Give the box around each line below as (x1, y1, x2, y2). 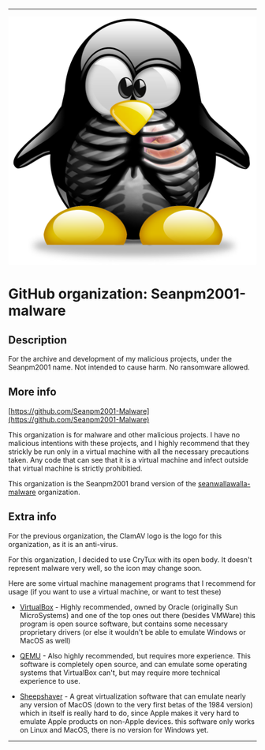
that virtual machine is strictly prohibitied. (8, 463, 143, 473)
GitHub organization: (8, 285, 148, 303)
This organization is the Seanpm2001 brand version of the (8, 478, 196, 488)
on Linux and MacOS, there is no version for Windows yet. (19, 725, 209, 734)
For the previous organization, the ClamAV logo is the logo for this (8, 531, 222, 541)
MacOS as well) (19, 636, 71, 645)
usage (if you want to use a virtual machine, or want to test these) (8, 587, 222, 596)
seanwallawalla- (197, 478, 251, 488)
